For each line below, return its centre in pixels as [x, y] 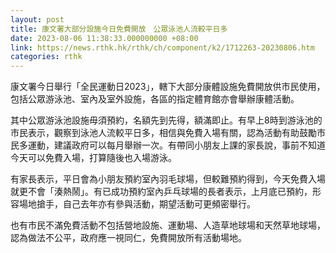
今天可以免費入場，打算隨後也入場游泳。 [93, 158]
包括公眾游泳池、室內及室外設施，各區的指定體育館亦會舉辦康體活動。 [155, 99]
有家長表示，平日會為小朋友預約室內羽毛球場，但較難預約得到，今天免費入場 [168, 179]
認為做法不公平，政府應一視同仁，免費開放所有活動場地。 [128, 238]
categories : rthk [46, 57]
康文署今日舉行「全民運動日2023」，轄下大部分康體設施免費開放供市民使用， [168, 87]
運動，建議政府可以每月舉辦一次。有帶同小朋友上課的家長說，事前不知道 [176, 145]
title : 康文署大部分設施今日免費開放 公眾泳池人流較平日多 [119, 29]
